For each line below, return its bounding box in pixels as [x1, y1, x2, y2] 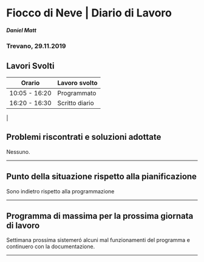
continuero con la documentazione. [6, 243, 95, 250]
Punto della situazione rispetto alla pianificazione [6, 171, 197, 182]
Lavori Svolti [6, 61, 55, 71]
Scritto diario [57, 98, 94, 107]
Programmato [57, 89, 97, 97]
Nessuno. [6, 148, 30, 155]
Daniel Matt [6, 26, 36, 33]
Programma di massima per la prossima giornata [6, 210, 194, 221]
